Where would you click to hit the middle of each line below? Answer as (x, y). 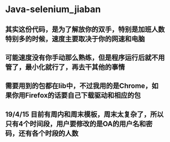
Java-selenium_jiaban (53, 9)
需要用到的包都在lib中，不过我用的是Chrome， (78, 86)
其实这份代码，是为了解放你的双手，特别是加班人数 (85, 29)
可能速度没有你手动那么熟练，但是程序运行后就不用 (85, 58)
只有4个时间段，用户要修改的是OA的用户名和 (76, 123)
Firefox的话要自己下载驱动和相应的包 (83, 96)
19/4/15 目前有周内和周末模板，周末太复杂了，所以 (84, 114)
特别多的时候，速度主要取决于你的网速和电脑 (75, 39)
